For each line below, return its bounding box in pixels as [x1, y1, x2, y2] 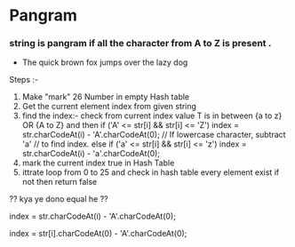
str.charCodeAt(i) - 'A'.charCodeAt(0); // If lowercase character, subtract [21, 130, 286, 140]
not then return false [21, 177, 98, 187]
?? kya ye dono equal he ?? [9, 194, 108, 204]
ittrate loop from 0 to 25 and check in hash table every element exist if [21, 167, 280, 178]
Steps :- [9, 75, 38, 85]
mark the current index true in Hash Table [21, 157, 175, 169]
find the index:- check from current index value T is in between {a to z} [21, 110, 283, 121]
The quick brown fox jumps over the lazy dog [21, 57, 188, 68]
